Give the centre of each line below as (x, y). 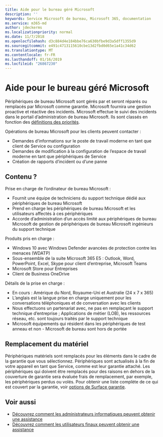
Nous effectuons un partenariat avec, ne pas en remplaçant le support (82, 308)
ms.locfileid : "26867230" (31, 64)
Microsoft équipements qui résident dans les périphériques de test (79, 324)
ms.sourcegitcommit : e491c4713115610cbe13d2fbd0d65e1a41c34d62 (71, 46)
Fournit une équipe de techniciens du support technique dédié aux (79, 198)
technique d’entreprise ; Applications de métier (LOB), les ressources (81, 313)
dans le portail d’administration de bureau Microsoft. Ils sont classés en (76, 117)
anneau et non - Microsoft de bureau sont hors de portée (69, 328)
